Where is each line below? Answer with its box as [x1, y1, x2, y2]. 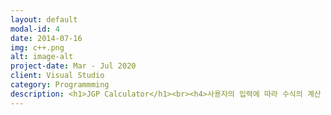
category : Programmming [10, 80, 110, 90]
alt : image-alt [10, 52, 74, 62]
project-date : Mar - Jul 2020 [10, 61, 137, 71]
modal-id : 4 [10, 24, 60, 34]
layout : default [10, 14, 78, 25]
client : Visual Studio [10, 71, 105, 81]
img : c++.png [10, 42, 65, 53]
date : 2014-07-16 [10, 33, 83, 43]
